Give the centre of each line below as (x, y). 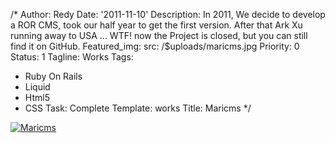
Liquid (37, 87)
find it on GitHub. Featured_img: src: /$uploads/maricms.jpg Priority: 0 (155, 46)
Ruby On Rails (53, 76)
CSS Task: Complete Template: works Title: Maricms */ (138, 108)
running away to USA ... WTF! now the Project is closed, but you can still (159, 35)
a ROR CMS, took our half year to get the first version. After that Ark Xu (156, 25)
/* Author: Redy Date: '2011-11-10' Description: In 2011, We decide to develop (168, 14)
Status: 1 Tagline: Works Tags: (72, 57)
